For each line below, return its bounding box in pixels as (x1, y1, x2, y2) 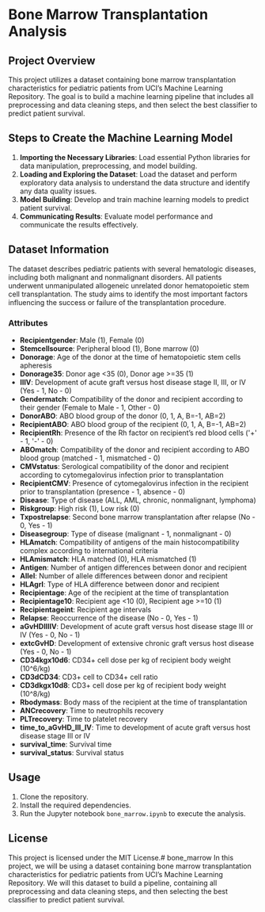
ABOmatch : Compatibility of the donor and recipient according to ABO (19, 445, 250, 454)
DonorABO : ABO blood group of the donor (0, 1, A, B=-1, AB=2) (19, 410, 226, 421)
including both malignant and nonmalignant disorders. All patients (8, 272, 222, 282)
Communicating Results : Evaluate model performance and (19, 212, 214, 221)
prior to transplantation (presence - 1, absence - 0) (19, 487, 186, 496)
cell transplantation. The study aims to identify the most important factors (8, 289, 248, 299)
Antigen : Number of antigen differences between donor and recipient (19, 563, 248, 572)
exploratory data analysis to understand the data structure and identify (19, 177, 251, 187)
